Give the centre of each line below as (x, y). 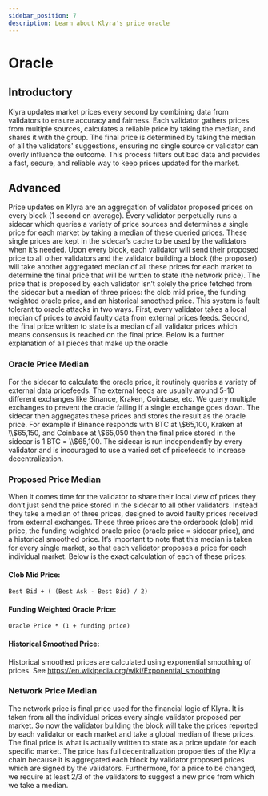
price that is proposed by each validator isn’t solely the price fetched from (130, 284)
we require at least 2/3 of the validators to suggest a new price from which (131, 776)
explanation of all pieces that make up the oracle (88, 343)
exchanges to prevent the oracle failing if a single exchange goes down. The (134, 407)
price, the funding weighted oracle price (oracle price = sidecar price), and (132, 531)
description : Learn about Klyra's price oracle (89, 23)
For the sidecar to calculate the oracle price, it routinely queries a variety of (132, 382)
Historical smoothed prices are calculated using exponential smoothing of (130, 661)
